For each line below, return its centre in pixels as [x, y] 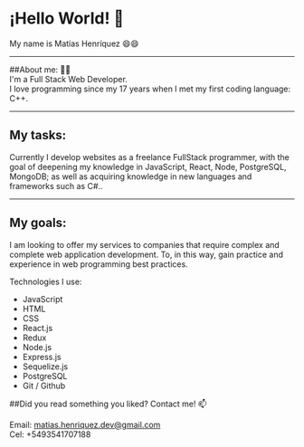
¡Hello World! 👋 [67, 19]
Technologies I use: [46, 281]
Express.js [42, 357]
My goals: [38, 223]
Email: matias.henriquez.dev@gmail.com [85, 424]
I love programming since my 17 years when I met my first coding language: [150, 89]
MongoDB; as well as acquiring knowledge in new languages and [131, 176]
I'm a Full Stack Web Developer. [69, 79]
